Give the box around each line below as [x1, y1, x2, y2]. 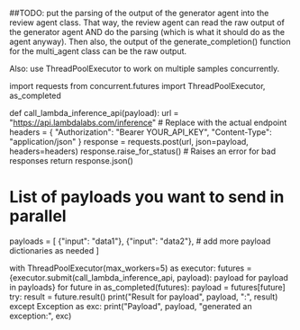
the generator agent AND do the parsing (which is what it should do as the [9, 27, 286, 37]
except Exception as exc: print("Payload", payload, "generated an [9, 300, 252, 311]
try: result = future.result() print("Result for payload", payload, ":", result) [9, 291, 278, 302]
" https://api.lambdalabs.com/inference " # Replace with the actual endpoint [9, 117, 287, 128]
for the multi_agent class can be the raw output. [9, 46, 187, 57]
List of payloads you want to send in [9, 187, 285, 208]
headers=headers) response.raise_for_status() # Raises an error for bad [9, 146, 277, 156]
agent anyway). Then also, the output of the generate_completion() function [9, 36, 291, 47]
